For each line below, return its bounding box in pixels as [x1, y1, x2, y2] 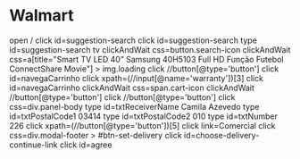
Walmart [9, 5, 74, 26]
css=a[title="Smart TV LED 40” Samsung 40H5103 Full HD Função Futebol [9, 54, 284, 64]
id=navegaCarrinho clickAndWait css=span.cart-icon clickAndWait [9, 82, 254, 93]
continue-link [9, 139, 58, 150]
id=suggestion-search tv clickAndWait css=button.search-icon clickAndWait [9, 44, 291, 54]
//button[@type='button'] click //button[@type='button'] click [9, 91, 236, 103]
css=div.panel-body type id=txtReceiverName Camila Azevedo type [9, 101, 260, 112]
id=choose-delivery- [183, 130, 260, 140]
